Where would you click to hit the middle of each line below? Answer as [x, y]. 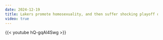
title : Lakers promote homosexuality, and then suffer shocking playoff [80, 14]
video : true [17, 19]
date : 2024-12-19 [23, 10]
